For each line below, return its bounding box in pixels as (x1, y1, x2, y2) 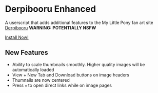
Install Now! (5, 34, 29, 40)
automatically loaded (12, 67, 55, 72)
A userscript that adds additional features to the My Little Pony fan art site (5, 20, 154, 25)
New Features (5, 48, 48, 57)
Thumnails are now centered (12, 77, 70, 83)
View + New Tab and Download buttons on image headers (12, 72, 129, 78)
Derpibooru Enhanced (5, 3, 96, 15)
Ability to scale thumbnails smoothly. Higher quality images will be (12, 61, 145, 67)
